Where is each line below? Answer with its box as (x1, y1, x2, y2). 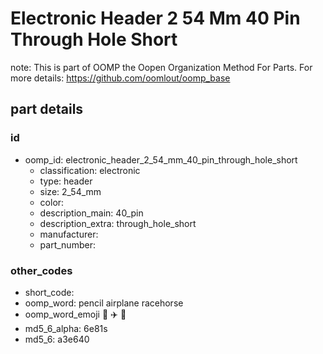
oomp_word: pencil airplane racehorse (24, 297, 184, 309)
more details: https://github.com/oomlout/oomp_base (10, 72, 231, 84)
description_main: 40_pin (39, 207, 144, 219)
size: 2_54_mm (39, 185, 102, 197)
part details (10, 101, 84, 118)
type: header (39, 175, 93, 187)
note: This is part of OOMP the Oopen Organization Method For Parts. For (10, 61, 313, 73)
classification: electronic (39, 164, 141, 176)
